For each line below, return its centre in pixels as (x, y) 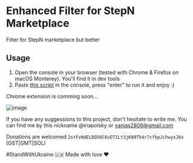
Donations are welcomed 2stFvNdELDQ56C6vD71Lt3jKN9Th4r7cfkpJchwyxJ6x (95, 137)
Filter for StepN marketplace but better (53, 39)
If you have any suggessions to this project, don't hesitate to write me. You (96, 119)
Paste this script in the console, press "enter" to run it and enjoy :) (94, 85)
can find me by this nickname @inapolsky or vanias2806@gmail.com (90, 125)
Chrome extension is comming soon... (52, 96)
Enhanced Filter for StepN (71, 11)
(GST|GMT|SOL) (26, 143)
